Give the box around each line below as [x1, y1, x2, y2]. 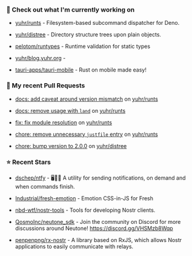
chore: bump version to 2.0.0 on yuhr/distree [15, 142, 127, 149]
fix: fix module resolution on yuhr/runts [15, 118, 112, 126]
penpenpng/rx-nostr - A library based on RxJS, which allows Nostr [15, 236, 182, 243]
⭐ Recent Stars [6, 158, 51, 166]
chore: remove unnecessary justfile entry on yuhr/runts [15, 130, 159, 138]
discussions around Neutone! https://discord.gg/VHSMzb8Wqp [15, 224, 174, 232]
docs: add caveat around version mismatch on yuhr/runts [15, 95, 159, 103]
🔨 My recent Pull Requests [6, 81, 85, 90]
